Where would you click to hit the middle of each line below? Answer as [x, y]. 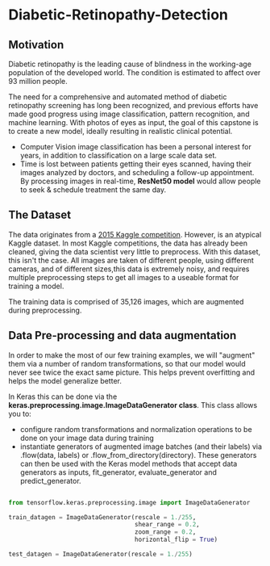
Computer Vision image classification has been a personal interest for [135, 147]
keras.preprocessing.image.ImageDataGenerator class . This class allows [133, 405]
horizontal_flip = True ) [176, 540]
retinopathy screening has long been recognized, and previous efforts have [133, 105]
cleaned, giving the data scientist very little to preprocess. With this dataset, [135, 251]
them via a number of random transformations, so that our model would [127, 363]
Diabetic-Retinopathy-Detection [118, 15]
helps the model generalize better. [65, 380]
